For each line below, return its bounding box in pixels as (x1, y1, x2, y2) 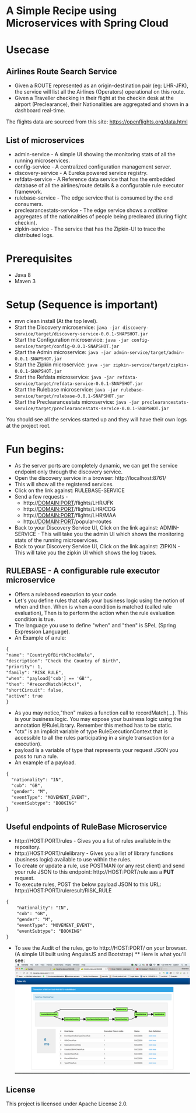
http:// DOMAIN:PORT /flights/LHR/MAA (23, 511, 117, 518)
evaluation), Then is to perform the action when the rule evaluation (14, 609, 175, 616)
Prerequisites (6, 252, 73, 266)
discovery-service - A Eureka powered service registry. (14, 170, 148, 176)
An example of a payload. (14, 759, 76, 766)
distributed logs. (14, 232, 54, 238)
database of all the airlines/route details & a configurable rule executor (14, 182, 184, 188)
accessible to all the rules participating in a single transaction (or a (14, 734, 174, 741)
